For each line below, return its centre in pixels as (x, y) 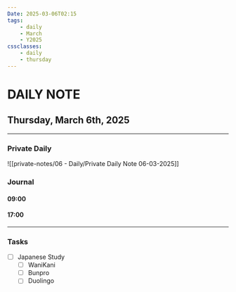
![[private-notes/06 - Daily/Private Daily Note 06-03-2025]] (93, 164)
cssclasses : (25, 46)
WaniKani (42, 265)
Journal (21, 182)
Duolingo (41, 281)
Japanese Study (41, 257)
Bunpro (39, 273)
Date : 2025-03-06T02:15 (42, 14)
